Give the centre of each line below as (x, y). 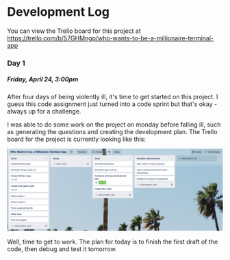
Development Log (59, 12)
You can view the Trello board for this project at (74, 31)
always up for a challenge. (44, 111)
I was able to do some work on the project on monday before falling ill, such (114, 125)
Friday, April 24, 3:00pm (43, 79)
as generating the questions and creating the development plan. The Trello (112, 131)
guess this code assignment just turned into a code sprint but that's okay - (112, 104)
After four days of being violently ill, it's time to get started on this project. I (113, 96)
